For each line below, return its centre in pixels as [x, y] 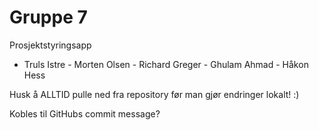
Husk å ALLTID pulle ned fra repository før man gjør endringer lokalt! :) [154, 94]
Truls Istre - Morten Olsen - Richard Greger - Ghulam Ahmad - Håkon [166, 64]
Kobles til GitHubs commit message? [85, 113]
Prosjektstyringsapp [50, 45]
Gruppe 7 [48, 17]
